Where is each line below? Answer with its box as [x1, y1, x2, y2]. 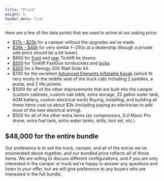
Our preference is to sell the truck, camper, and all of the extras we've [5, 145, 147, 151]
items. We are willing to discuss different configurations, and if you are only [5, 155, 158, 161]
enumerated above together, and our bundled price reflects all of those [5, 151, 149, 156]
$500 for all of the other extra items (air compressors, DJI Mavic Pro [12, 113, 151, 119]
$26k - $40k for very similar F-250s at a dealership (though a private [12, 45, 153, 51]
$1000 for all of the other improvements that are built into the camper [12, 87, 153, 92]
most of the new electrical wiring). [12, 107, 82, 113]
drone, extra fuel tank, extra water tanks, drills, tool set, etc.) [12, 118, 135, 123]
